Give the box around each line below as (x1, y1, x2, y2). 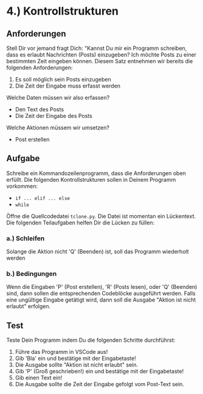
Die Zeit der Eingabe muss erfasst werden (15, 82, 120, 89)
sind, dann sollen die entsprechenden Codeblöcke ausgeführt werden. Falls (6, 290, 196, 297)
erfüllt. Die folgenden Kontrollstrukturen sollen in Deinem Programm (6, 176, 176, 183)
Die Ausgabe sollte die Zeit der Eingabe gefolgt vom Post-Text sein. (15, 381, 184, 388)
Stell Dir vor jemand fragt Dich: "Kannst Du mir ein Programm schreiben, (6, 44, 187, 52)
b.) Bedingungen (6, 269, 57, 278)
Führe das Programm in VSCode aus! (15, 348, 108, 356)
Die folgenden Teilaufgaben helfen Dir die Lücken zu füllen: (6, 219, 155, 226)
